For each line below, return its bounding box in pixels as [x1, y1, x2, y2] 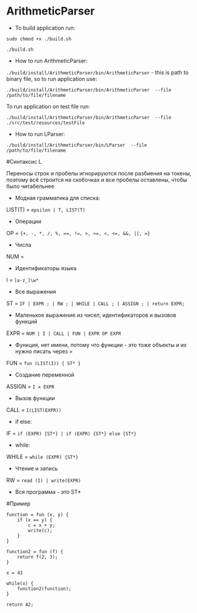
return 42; [6, 602, 34, 608]
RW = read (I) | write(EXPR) [6, 476, 82, 484]
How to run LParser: [15, 130, 65, 137]
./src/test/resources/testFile [6, 120, 85, 126]
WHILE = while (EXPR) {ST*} [6, 453, 79, 460]
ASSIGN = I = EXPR [6, 383, 54, 390]
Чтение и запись [15, 464, 59, 472]
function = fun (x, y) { [6, 511, 69, 517]
